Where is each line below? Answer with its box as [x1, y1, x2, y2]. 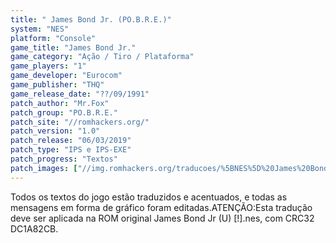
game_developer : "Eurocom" [10, 71, 123, 81]
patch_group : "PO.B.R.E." [10, 107, 118, 118]
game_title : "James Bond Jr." [10, 42, 137, 53]
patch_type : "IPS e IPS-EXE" [10, 145, 132, 155]
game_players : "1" [10, 61, 87, 71]
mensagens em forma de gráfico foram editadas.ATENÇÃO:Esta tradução [10, 201, 313, 213]
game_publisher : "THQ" [10, 80, 105, 90]
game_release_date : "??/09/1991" [10, 89, 150, 99]
